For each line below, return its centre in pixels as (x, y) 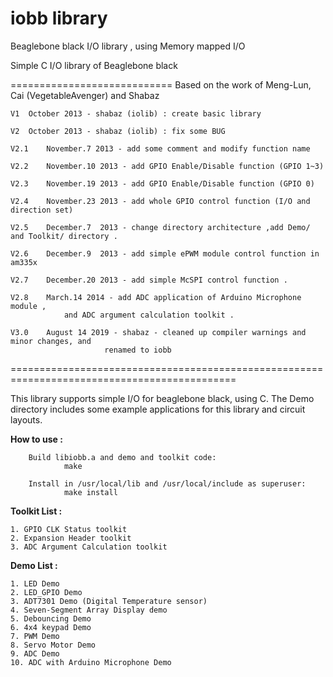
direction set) (42, 210)
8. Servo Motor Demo (53, 645)
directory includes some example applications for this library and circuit (158, 409)
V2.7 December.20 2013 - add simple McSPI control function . (149, 280)
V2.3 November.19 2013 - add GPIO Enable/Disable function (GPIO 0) (162, 183)
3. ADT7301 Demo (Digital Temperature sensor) (109, 601)
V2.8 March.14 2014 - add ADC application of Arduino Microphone (156, 297)
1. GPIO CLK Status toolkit (69, 529)
